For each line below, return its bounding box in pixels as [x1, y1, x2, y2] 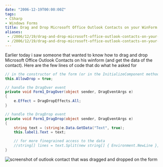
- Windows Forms [5, 20, 38, 26]
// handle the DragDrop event [5, 112, 66, 117]
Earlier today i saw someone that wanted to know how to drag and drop [5, 52, 148, 58]
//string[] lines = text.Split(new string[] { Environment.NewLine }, [14, 143, 160, 148]
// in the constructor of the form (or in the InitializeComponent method [5, 71, 160, 77]
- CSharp [5, 16, 23, 21]
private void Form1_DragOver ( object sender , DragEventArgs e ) [5, 89, 133, 95]
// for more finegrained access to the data [14, 139, 105, 144]
